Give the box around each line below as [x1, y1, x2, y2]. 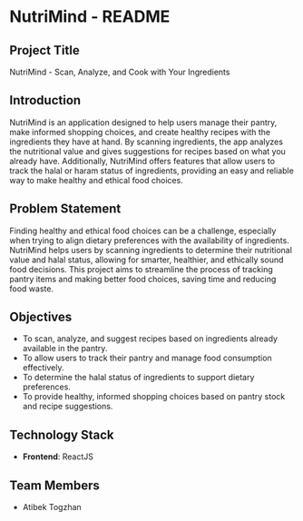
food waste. [9, 283, 54, 294]
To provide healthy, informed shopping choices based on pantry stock [22, 391, 286, 402]
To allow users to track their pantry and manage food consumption [22, 352, 272, 364]
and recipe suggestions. [22, 401, 113, 412]
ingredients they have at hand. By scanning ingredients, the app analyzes [9, 136, 284, 147]
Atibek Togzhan [22, 502, 82, 513]
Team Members [9, 477, 100, 493]
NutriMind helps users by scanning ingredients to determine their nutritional [9, 244, 293, 255]
